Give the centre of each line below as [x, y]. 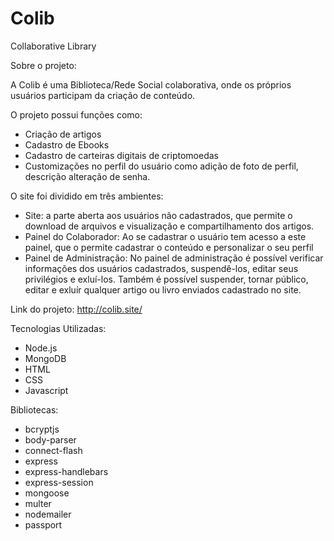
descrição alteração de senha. [87, 176]
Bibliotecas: [34, 409]
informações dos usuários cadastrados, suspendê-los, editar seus [161, 268]
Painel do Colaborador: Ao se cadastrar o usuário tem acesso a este [165, 236]
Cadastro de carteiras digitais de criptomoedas [121, 155]
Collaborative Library [53, 46]
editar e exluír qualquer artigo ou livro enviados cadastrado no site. [163, 289]
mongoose [47, 493]
